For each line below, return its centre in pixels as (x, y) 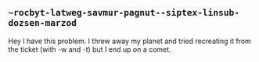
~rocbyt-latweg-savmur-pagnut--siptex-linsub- (124, 13)
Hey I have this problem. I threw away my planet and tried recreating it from (130, 41)
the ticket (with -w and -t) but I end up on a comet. (90, 49)
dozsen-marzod (42, 23)
